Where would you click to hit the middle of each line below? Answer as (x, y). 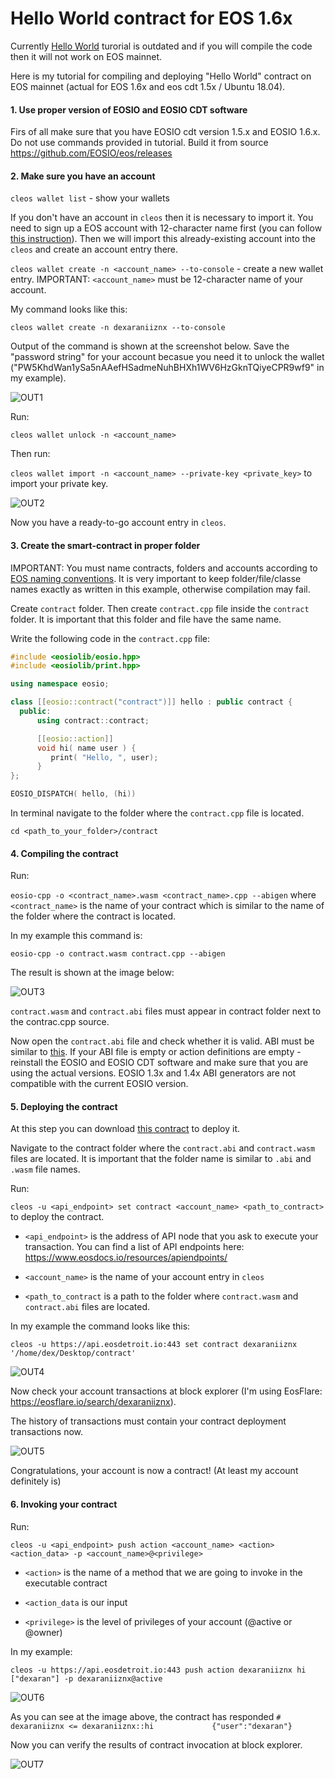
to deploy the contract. (57, 1217)
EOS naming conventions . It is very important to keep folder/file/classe (156, 578)
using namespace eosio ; (60, 684)
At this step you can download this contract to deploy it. (125, 1129)
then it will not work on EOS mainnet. (86, 56)
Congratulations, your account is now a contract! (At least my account (154, 1471)
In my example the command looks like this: (100, 1326)
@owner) (43, 1632)
